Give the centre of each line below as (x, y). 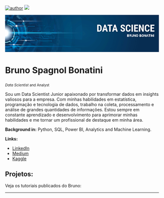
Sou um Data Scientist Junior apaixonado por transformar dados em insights (82, 94)
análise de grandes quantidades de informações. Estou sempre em (72, 110)
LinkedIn (21, 148)
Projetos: (19, 174)
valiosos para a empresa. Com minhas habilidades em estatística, (71, 99)
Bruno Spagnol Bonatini (54, 70)
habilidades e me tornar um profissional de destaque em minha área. (74, 120)
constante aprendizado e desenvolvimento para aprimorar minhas (71, 115)
